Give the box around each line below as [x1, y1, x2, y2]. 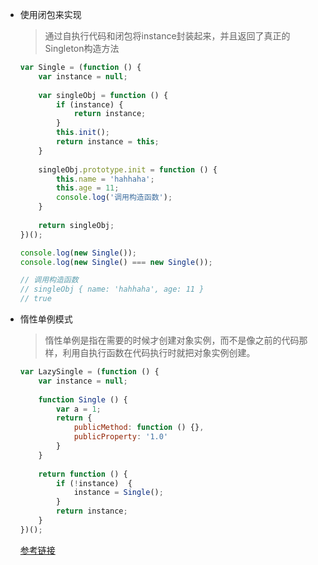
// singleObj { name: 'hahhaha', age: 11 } [19, 284, 205, 295]
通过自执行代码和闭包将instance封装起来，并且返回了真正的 [44, 30, 291, 42]
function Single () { [38, 394, 128, 405]
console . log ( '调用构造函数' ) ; [56, 193, 173, 203]
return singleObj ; [38, 220, 115, 230]
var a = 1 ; [56, 404, 102, 414]
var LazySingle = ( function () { [19, 367, 160, 377]
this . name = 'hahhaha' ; [56, 174, 155, 184]
